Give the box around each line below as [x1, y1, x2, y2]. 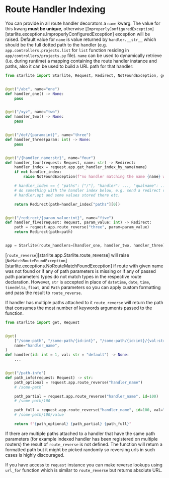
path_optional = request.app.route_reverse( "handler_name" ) [14, 380, 143, 385]
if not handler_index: [14, 169, 62, 175]
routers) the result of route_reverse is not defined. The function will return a [5, 441, 162, 447]
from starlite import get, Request [5, 320, 80, 325]
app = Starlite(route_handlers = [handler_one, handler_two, [5, 243, 132, 248]
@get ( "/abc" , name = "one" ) [5, 86, 59, 91]
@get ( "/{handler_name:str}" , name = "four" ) [5, 155, 96, 160]
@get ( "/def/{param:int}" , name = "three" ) [5, 132, 92, 137]
